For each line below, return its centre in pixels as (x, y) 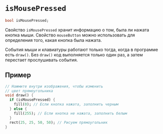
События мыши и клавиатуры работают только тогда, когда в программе (81, 50)
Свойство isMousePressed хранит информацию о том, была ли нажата (77, 30)
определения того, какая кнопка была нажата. (54, 40)
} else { (18, 109)
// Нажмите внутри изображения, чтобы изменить (54, 86)
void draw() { (19, 95)
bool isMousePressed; (27, 20)
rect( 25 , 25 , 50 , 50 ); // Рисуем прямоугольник (59, 122)
